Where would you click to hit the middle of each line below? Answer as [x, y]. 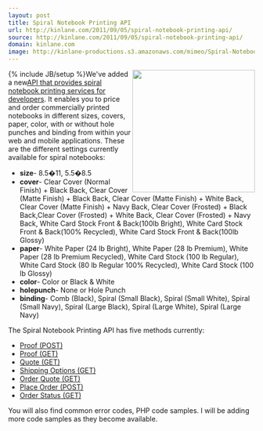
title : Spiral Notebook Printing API [70, 23]
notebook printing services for [57, 91]
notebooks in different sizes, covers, [67, 116]
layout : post [29, 15]
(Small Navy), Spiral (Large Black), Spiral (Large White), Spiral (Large [130, 307]
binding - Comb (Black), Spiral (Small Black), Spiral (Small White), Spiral [135, 298]
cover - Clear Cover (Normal [65, 182]
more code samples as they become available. [83, 419]
